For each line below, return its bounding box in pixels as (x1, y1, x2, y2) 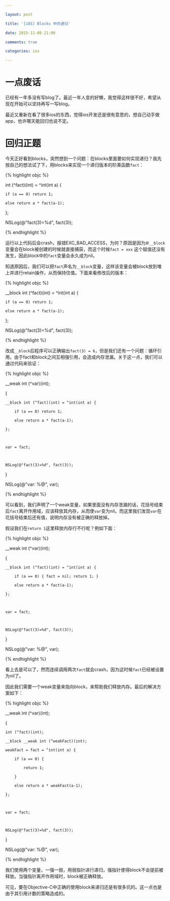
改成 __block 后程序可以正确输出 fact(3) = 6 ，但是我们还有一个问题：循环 (5, 348, 157, 354)
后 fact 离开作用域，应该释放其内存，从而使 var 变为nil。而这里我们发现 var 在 (5, 508, 162, 514)
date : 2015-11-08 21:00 (5, 30, 56, 36)
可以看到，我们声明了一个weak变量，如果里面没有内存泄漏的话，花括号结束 (5, 502, 163, 508)
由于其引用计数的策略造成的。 (5, 890, 67, 896)
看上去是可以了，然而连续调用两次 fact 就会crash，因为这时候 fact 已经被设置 (5, 666, 164, 672)
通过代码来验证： (5, 360, 41, 367)
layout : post (5, 12, 33, 17)
